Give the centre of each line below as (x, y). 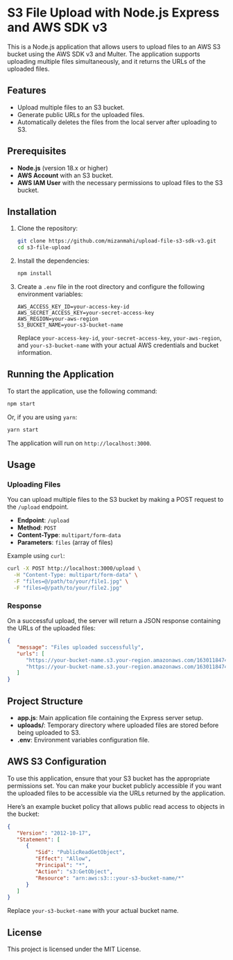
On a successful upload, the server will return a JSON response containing (114, 621)
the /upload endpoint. (38, 507)
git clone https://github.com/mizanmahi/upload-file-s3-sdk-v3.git (116, 241)
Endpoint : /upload (43, 521)
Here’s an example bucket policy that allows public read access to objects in (116, 806)
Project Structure (45, 701)
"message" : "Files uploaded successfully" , (80, 647)
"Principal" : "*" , (62, 865)
